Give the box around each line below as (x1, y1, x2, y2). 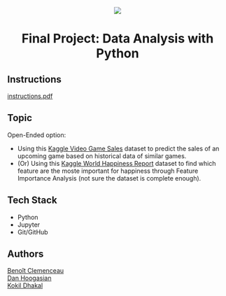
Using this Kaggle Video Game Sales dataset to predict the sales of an (17, 144, 220, 153)
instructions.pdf (7, 92, 53, 100)
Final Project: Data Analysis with (21, 31, 214, 47)
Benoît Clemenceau (7, 267, 64, 275)
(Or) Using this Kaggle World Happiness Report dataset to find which (17, 159, 216, 167)
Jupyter (17, 220, 41, 229)
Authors (7, 248, 44, 260)
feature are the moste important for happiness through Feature (17, 167, 199, 175)
